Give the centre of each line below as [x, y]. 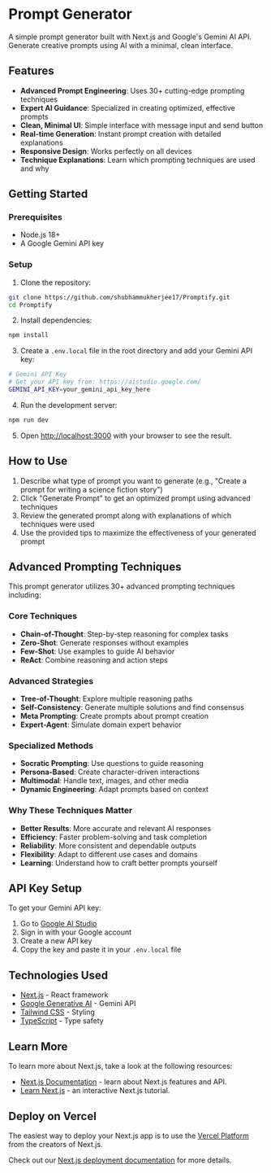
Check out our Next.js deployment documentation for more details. [120, 1160]
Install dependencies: [56, 320]
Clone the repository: [56, 282]
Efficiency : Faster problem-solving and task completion [113, 837]
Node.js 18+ [40, 235]
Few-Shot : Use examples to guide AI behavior [97, 651]
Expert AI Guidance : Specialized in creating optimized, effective [127, 107]
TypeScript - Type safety [62, 1021]
